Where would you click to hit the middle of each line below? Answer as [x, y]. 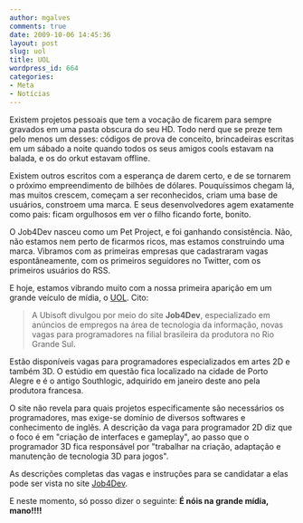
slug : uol [28, 52]
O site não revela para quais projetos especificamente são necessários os [147, 408]
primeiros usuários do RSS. [60, 270]
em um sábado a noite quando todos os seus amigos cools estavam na [142, 148]
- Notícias [30, 93]
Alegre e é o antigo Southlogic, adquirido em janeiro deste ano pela [135, 381]
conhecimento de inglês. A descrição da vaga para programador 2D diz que [151, 427]
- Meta [22, 85]
